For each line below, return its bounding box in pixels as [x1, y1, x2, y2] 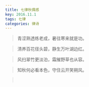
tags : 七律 [5, 16, 26, 21]
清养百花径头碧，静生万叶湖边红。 [17, 46, 87, 52]
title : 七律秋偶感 [5, 7, 40, 12]
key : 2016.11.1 [5, 12, 37, 17]
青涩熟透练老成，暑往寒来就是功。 [17, 35, 87, 41]
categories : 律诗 [5, 21, 40, 26]
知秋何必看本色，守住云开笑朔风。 [17, 67, 87, 73]
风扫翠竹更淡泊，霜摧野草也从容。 [17, 57, 87, 63]
